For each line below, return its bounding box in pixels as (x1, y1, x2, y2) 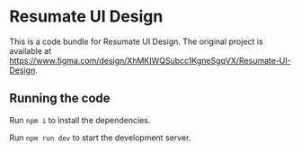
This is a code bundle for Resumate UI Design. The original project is (9, 36, 263, 47)
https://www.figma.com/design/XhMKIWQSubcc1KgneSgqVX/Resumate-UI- (9, 55, 292, 66)
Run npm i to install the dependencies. (9, 114, 151, 125)
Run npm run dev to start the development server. (9, 132, 191, 143)
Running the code (9, 91, 111, 106)
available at (9, 45, 52, 56)
